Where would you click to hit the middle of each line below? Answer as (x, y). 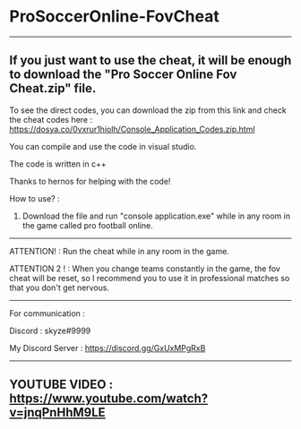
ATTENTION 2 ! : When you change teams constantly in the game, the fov (145, 268)
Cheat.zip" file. (53, 88)
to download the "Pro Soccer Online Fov (123, 75)
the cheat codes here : (51, 119)
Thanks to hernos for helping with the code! (90, 181)
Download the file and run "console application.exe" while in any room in (156, 216)
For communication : (47, 313)
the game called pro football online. (88, 225)
